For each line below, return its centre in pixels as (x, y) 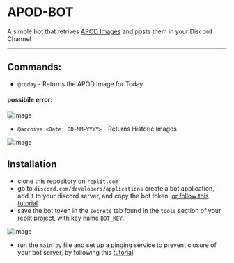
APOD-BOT (40, 12)
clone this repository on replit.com (68, 181)
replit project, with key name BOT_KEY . (71, 218)
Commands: (34, 67)
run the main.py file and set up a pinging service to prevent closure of (117, 245)
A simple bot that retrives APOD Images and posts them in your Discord (110, 31)
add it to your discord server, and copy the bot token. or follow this (113, 196)
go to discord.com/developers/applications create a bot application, (116, 188)
